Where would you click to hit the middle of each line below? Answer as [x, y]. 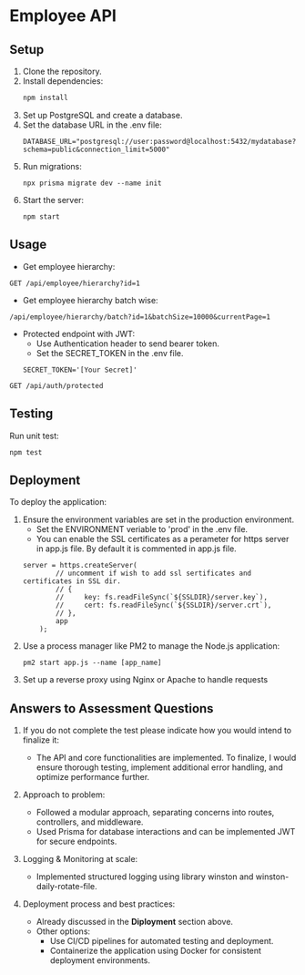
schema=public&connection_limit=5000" [96, 149]
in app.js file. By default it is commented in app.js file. [136, 549]
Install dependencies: [63, 81]
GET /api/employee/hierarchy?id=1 [75, 283]
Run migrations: [52, 166]
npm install [45, 97]
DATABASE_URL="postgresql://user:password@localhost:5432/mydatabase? [159, 141]
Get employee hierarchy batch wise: [90, 300]
